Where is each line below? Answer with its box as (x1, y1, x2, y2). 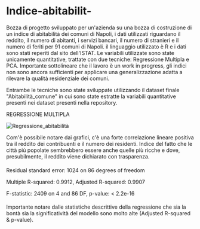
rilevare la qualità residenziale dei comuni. (6, 75, 110, 82)
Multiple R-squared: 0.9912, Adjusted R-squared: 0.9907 (6, 178, 145, 185)
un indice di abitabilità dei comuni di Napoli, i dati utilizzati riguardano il (6, 30, 181, 37)
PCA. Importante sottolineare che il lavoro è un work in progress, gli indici (6, 62, 187, 69)
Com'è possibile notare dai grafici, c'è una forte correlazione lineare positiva (6, 133, 194, 141)
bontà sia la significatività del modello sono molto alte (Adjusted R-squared (6, 210, 191, 217)
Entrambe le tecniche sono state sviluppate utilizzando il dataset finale (6, 86, 180, 93)
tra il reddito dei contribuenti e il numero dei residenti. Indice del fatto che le (6, 140, 193, 147)
